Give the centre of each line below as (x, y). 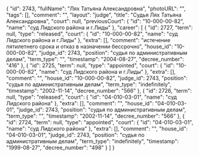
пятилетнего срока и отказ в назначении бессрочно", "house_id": (90, 46)
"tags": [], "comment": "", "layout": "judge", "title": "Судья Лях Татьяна (94, 15)
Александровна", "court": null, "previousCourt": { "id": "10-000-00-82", (95, 21)
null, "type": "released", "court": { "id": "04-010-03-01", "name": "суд (92, 97)
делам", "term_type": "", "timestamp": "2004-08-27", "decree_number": (95, 59)
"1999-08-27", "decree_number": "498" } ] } (60, 147)
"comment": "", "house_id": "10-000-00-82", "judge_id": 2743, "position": (97, 78)
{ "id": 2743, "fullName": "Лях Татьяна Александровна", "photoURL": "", (96, 9)
